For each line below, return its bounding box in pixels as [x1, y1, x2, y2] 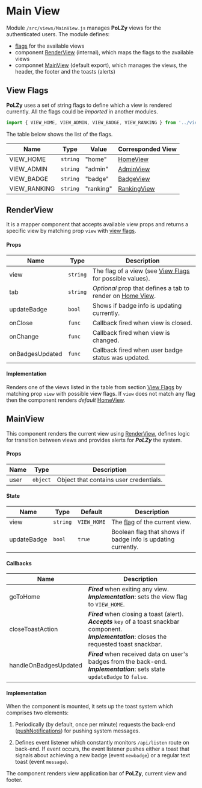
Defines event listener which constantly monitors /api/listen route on [14, 739, 189, 746]
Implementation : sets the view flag [88, 593, 188, 601]
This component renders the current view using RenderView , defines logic [6, 430, 191, 437]
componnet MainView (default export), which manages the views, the [14, 62, 188, 69]
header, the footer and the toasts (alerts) [14, 68, 116, 75]
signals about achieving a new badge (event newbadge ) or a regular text [14, 752, 191, 759]
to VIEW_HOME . [88, 600, 125, 609]
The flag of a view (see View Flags [92, 267, 190, 275]
